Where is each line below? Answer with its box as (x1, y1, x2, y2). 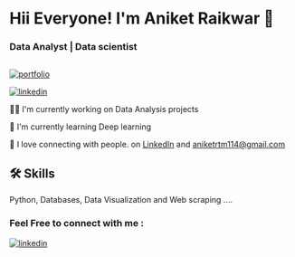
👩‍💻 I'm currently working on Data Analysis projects (9, 103, 199, 114)
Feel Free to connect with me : (9, 217, 145, 230)
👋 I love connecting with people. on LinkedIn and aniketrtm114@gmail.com (9, 138, 286, 149)
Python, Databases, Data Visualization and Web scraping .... (9, 195, 233, 205)
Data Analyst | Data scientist (9, 41, 138, 53)
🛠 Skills (9, 166, 56, 181)
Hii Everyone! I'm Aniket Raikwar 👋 (9, 8, 274, 29)
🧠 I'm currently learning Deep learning (9, 121, 152, 132)
